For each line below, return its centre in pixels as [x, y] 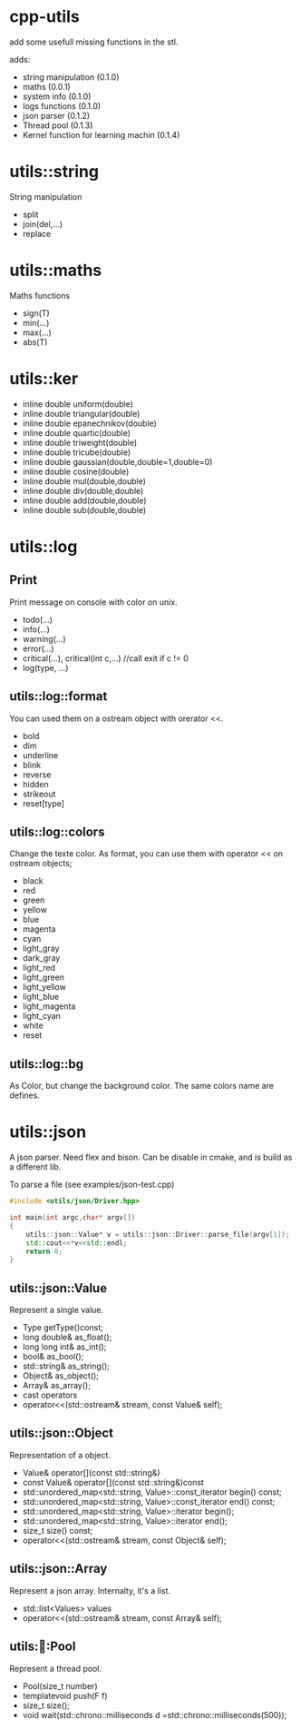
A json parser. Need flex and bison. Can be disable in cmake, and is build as [151, 1157]
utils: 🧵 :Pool [43, 1647]
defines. [25, 1095]
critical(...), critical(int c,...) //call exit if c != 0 [105, 658]
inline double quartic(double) [77, 432]
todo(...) [37, 619]
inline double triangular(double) [81, 413]
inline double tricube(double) [77, 452]
